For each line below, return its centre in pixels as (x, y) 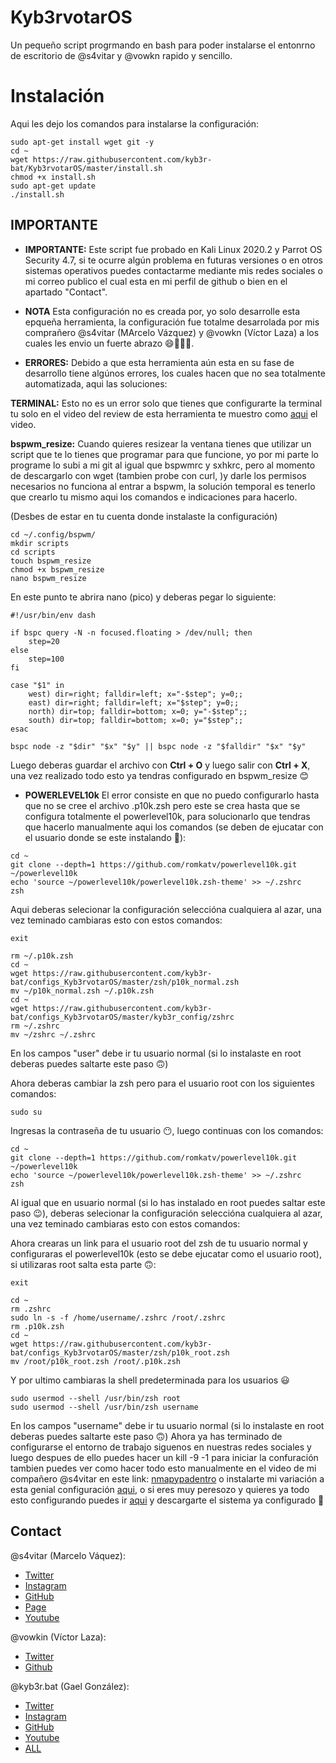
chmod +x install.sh (53, 177)
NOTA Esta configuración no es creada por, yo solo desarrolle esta (162, 311)
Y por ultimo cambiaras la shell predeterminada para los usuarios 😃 (150, 1380)
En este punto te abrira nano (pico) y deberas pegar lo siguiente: (143, 597)
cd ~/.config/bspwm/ (53, 534)
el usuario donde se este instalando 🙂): (105, 837)
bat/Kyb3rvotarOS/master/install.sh (86, 168)
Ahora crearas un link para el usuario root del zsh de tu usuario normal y (159, 1243)
